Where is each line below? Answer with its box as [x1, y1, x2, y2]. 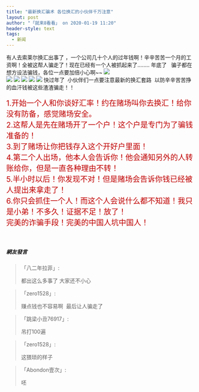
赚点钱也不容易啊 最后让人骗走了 [20, 302, 103, 309]
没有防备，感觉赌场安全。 [6, 109, 97, 119]
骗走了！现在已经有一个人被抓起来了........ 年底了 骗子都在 [47, 61, 193, 68]
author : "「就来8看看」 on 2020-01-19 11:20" [6, 20, 117, 26]
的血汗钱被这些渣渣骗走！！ [6, 84, 75, 91]
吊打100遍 [20, 328, 46, 335]
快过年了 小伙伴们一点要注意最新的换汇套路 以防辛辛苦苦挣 [43, 76, 192, 83]
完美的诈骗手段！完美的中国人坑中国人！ [6, 218, 149, 228]
